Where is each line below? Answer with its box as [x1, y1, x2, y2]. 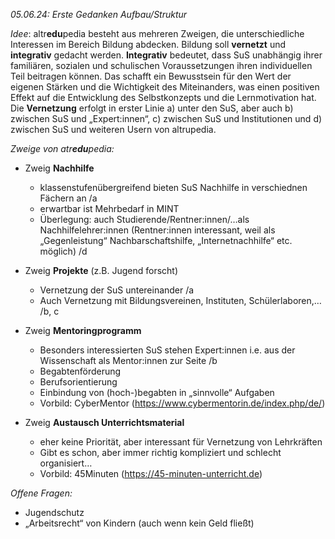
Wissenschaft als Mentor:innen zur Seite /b [39, 355, 218, 366]
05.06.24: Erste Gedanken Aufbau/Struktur [10, 9, 188, 20]
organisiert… [39, 457, 93, 469]
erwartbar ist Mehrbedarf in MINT [39, 203, 180, 214]
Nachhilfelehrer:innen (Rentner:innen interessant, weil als [39, 224, 276, 236]
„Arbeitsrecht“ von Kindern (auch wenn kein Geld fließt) [24, 517, 255, 529]
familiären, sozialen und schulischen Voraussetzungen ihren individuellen [10, 60, 313, 71]
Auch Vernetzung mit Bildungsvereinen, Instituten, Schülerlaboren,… [39, 295, 322, 306]
